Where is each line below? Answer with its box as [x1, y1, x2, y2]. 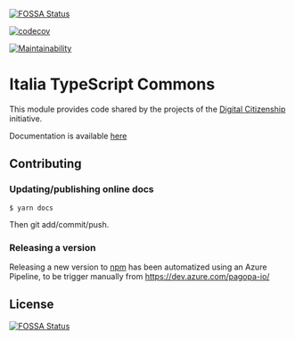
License [9, 297, 54, 312]
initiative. [9, 112, 43, 124]
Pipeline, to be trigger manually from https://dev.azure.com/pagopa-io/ [9, 270, 270, 281]
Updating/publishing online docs [9, 183, 154, 195]
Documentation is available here [9, 130, 127, 141]
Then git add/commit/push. [9, 219, 110, 229]
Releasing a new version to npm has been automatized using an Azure [9, 261, 267, 272]
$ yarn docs [9, 203, 53, 212]
